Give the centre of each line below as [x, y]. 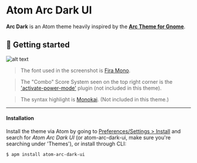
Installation [20, 118]
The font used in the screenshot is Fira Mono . [75, 70]
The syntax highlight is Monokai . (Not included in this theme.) [94, 99]
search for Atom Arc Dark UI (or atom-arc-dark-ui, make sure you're [89, 137]
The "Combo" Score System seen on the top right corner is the [96, 81]
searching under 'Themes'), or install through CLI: [66, 144]
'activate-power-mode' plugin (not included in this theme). [91, 88]
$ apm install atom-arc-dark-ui [45, 154]
